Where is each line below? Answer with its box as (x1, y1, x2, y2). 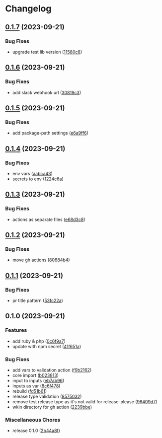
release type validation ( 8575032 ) (12, 393, 82, 399)
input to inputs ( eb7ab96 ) (12, 377, 65, 383)
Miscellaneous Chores (5, 416, 61, 423)
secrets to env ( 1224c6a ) (12, 176, 64, 182)
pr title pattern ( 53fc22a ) (12, 297, 63, 303)
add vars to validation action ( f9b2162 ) (12, 367, 92, 373)
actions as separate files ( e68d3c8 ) (12, 217, 85, 222)
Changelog (5, 3, 52, 14)
